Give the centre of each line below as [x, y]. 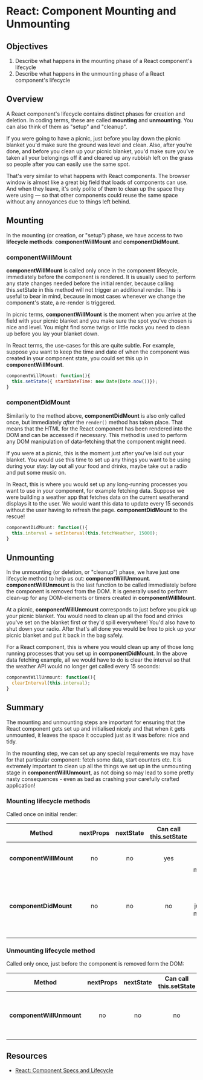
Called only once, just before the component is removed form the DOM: [95, 964]
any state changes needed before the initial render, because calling [90, 283]
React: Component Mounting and [91, 11]
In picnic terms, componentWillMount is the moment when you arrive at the [101, 314]
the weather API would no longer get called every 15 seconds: [83, 667]
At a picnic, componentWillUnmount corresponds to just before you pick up [101, 610]
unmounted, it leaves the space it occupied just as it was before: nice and [98, 735]
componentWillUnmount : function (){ [51, 677]
